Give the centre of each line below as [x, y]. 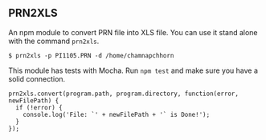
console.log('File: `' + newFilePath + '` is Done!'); [117, 114]
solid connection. [37, 78]
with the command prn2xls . [54, 41]
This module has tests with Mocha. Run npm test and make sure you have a [133, 70]
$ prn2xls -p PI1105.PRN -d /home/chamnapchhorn [91, 55]
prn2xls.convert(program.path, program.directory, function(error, [124, 94]
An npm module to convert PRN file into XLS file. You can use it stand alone [133, 32]
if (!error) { [39, 107]
